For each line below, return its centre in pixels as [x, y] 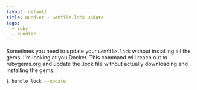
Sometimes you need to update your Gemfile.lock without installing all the [98, 51]
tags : [13, 23]
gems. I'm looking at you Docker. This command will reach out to [87, 58]
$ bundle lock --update [36, 82]
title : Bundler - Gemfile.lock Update [55, 17]
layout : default [27, 12]
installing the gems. [31, 70]
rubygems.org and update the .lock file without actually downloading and [97, 64]
